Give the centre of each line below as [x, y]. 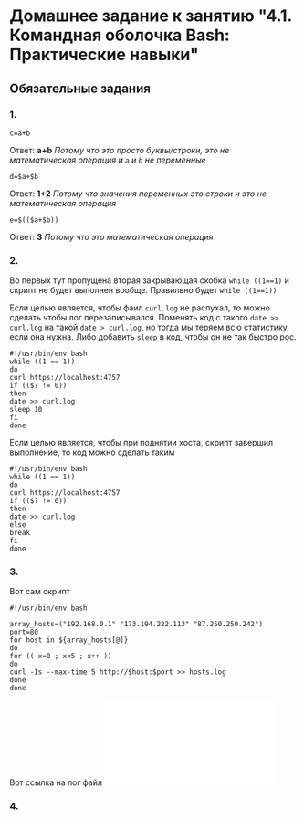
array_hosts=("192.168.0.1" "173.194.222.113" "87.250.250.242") [136, 625]
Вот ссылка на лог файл [56, 782]
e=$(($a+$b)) [34, 220]
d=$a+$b [24, 176]
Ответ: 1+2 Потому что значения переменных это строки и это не [138, 194]
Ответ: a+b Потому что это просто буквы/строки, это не [120, 150]
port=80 [24, 632]
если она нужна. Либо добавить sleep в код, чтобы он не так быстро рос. [153, 337]
